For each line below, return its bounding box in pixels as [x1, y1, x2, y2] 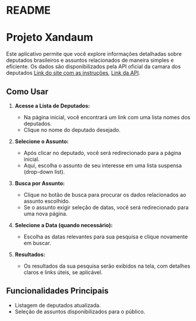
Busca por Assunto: [14, 179, 65, 187]
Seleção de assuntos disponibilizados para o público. [14, 308, 146, 315]
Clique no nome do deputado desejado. [23, 126, 121, 134]
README [6, 4, 51, 17]
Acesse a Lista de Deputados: [14, 102, 90, 109]
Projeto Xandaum [6, 31, 93, 45]
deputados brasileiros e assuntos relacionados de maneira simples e [6, 57, 174, 64]
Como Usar [6, 87, 49, 97]
